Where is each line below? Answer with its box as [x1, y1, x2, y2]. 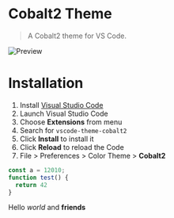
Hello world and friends [8, 203, 86, 212]
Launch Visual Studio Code [19, 109, 108, 118]
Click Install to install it [19, 134, 94, 143]
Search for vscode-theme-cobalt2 [19, 125, 127, 135]
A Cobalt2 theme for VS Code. [27, 31, 127, 40]
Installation [8, 75, 84, 92]
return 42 [15, 181, 47, 189]
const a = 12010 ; [8, 166, 66, 174]
